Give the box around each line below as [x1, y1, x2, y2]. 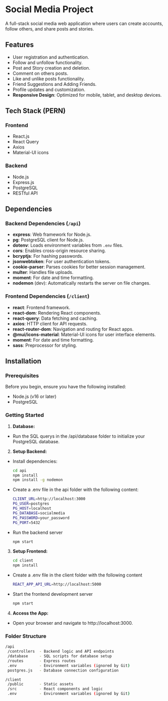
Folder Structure [5, 632, 47, 639]
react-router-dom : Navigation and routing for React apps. [12, 326, 134, 332]
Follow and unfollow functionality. [12, 59, 83, 66]
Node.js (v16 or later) [12, 393, 57, 400]
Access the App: [12, 610, 49, 616]
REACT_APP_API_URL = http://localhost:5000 [12, 582, 102, 587]
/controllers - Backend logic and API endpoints [7, 649, 114, 654]
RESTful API [12, 190, 38, 196]
